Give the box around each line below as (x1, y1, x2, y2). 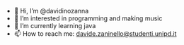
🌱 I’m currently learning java (13, 22, 96, 30)
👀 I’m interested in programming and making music (13, 14, 163, 22)
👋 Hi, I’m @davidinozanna (13, 7, 89, 15)
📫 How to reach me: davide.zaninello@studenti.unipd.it (13, 30, 177, 38)
